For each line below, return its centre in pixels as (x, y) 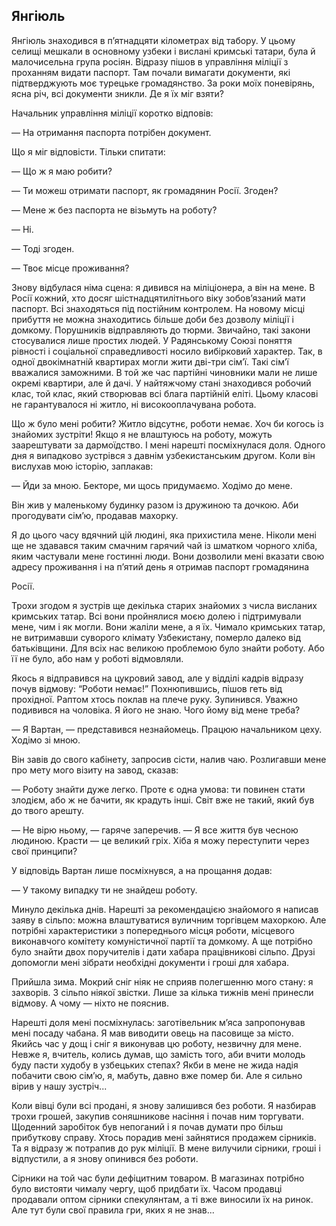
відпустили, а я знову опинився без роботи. (105, 1158)
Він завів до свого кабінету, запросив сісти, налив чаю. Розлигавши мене (169, 759)
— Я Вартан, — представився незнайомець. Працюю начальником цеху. (167, 729)
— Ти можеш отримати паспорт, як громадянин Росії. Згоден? (145, 190)
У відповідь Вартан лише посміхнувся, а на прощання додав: (142, 870)
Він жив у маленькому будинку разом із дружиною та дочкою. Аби (155, 505)
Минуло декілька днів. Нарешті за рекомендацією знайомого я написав (165, 909)
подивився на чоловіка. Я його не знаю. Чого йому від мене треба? (156, 710)
